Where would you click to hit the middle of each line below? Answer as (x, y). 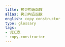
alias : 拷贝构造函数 (24, 14)
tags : (11, 28)
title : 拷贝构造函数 (24, 10)
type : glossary (21, 23)
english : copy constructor (33, 19)
